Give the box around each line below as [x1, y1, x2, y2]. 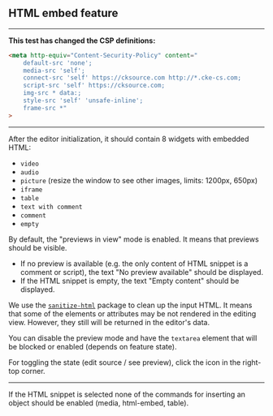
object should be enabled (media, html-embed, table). [8, 397, 189, 408]
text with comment [19, 203, 83, 211]
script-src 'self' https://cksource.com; [23, 81, 165, 90]
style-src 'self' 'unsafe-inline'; [23, 96, 144, 105]
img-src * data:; [23, 89, 82, 97]
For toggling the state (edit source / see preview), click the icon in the [8, 357, 241, 367]
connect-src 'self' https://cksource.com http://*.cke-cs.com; [23, 74, 242, 82]
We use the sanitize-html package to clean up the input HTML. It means [8, 300, 253, 310]
